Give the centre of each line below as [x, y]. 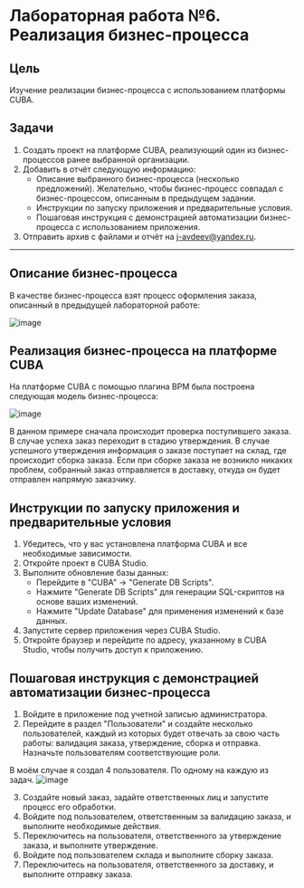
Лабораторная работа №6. [115, 16]
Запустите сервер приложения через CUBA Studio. [121, 631]
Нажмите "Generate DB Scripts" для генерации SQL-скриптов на [160, 592]
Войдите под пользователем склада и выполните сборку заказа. [148, 855]
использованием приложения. [141, 226]
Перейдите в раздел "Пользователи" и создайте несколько [138, 724]
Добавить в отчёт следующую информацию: [109, 169]
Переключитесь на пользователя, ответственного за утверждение [152, 836]
